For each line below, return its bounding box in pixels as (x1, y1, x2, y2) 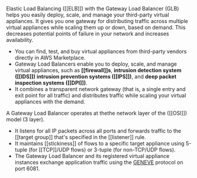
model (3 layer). (6, 116, 45, 123)
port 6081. (14, 165, 40, 172)
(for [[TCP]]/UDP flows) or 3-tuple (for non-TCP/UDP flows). (28, 146, 176, 153)
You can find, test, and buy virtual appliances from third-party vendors (14, 48, 187, 55)
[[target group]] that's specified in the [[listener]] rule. (14, 134, 146, 141)
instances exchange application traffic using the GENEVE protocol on (14, 159, 183, 166)
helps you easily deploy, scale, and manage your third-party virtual (6, 11, 170, 18)
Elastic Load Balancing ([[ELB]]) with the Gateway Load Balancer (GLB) (6, 5, 179, 12)
